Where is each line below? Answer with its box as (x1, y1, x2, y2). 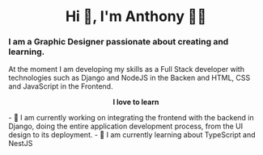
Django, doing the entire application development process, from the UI (8, 121, 244, 132)
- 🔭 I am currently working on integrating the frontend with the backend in (8, 113, 255, 123)
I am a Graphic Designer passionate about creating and (8, 36, 229, 48)
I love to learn (112, 97, 159, 107)
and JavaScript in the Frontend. (8, 82, 113, 91)
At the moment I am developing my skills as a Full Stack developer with (8, 65, 245, 74)
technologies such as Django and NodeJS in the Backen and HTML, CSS (8, 73, 251, 83)
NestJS (8, 139, 33, 149)
